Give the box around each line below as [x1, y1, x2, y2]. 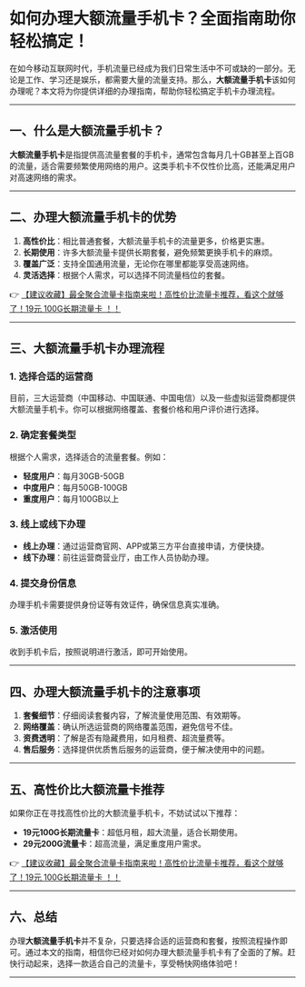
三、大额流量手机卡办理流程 [9, 340, 165, 355]
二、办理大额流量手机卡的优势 [9, 210, 177, 225]
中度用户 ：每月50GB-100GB [22, 482, 128, 493]
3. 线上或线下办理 [9, 518, 86, 531]
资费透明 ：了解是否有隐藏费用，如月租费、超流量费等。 [22, 733, 230, 743]
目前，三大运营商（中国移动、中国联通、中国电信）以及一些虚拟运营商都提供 [9, 393, 296, 404]
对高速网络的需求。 [9, 172, 82, 183]
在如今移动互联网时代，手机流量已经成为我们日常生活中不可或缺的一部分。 [9, 63, 288, 74]
